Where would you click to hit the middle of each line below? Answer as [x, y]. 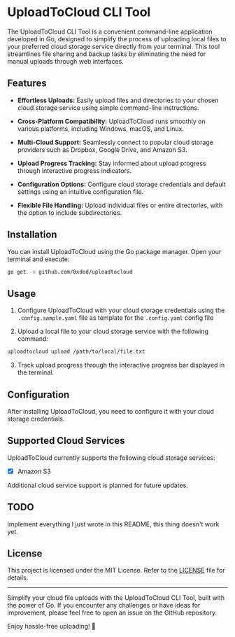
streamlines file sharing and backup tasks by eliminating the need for [107, 54]
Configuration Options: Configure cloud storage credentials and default [121, 184]
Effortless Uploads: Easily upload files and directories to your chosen [118, 100]
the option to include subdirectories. [70, 212]
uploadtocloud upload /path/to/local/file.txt [76, 352]
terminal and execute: [38, 259]
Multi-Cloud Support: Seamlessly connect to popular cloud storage [115, 142]
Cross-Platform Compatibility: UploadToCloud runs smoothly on [112, 121]
